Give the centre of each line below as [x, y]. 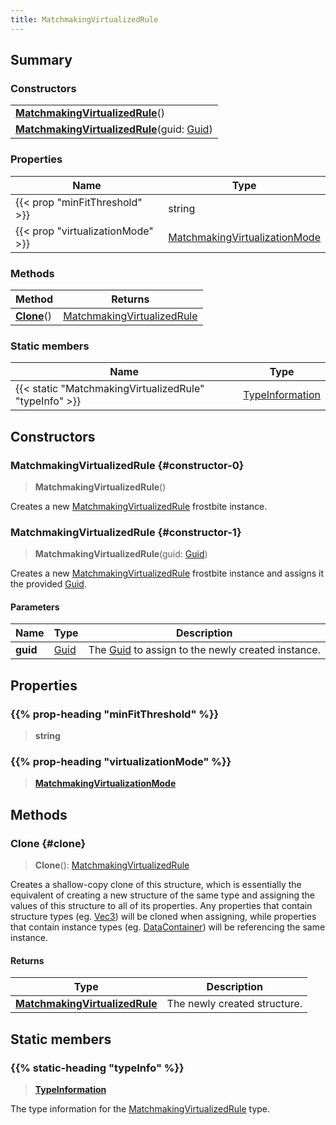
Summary [41, 60]
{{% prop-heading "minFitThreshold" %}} [115, 714]
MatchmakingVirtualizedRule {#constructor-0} [127, 465]
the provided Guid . [48, 584]
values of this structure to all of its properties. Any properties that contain [161, 906]
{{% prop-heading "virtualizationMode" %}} [121, 761]
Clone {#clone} [48, 843]
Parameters [35, 607]
